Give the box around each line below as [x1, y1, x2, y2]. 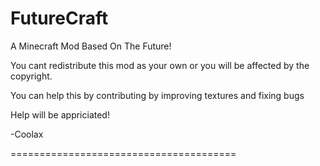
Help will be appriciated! [10, 108, 110, 121]
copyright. [10, 70, 53, 82]
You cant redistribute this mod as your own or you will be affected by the [10, 59, 310, 71]
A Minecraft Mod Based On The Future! [10, 40, 172, 52]
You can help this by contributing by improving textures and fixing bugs [10, 89, 305, 101]
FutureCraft [10, 7, 109, 30]
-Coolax [10, 128, 44, 140]
